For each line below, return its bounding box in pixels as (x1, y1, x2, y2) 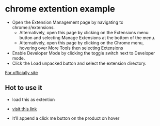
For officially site (5, 70, 38, 75)
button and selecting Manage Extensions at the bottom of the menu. (19, 35, 156, 41)
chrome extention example (5, 3, 115, 14)
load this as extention (12, 97, 55, 102)
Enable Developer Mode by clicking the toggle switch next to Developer (12, 50, 155, 56)
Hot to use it (5, 84, 43, 92)
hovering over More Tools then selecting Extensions (19, 45, 124, 51)
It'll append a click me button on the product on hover (12, 115, 120, 121)
